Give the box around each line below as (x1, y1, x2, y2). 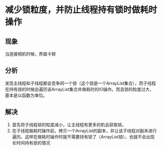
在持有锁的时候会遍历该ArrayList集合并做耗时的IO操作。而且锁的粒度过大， (5, 86, 154, 92)
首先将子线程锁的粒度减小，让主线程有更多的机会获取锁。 (12, 121, 126, 127)
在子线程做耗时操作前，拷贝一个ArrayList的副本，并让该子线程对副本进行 (12, 128, 157, 134)
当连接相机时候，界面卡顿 (5, 51, 56, 57)
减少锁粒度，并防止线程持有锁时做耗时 (5, 4, 158, 15)
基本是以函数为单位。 (5, 92, 47, 98)
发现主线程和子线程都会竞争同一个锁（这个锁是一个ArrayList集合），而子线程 (5, 80, 156, 86)
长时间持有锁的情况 (12, 140, 51, 146)
